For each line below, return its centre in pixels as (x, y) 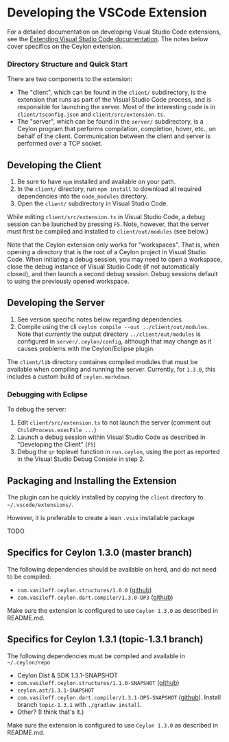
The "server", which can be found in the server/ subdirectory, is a (110, 122)
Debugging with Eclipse (47, 394)
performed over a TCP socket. (60, 144)
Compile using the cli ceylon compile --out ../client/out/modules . (113, 326)
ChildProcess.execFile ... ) (57, 430)
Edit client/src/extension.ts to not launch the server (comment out (114, 423)
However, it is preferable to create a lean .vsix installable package (101, 517)
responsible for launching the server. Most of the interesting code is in (116, 107)
